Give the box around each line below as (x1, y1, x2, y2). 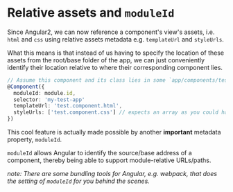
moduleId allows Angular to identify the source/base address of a (7, 149, 192, 157)
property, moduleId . (7, 135, 62, 143)
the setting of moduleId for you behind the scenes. (7, 177, 150, 185)
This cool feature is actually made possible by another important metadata (7, 128, 221, 137)
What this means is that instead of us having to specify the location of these (7, 49, 224, 57)
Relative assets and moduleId (7, 5, 175, 21)
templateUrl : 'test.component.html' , (13, 103, 123, 110)
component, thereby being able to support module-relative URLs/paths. (7, 156, 212, 164)
